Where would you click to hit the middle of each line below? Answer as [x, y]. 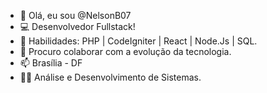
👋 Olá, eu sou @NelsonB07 [75, 15]
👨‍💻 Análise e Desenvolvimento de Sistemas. [110, 77]
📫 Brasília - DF [51, 63]
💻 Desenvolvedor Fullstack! [77, 26]
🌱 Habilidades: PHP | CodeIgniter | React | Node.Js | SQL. [138, 41]
